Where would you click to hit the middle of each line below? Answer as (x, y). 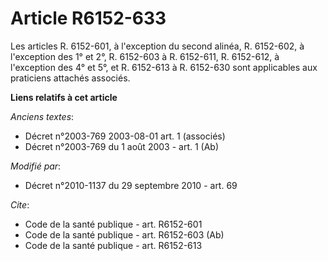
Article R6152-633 (88, 18)
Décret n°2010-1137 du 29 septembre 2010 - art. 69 (131, 185)
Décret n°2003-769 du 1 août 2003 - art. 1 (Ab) (122, 146)
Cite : (20, 204)
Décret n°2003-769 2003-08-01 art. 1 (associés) (125, 136)
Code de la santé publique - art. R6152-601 (113, 224)
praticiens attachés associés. (70, 78)
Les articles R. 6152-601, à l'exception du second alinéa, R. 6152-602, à (157, 46)
